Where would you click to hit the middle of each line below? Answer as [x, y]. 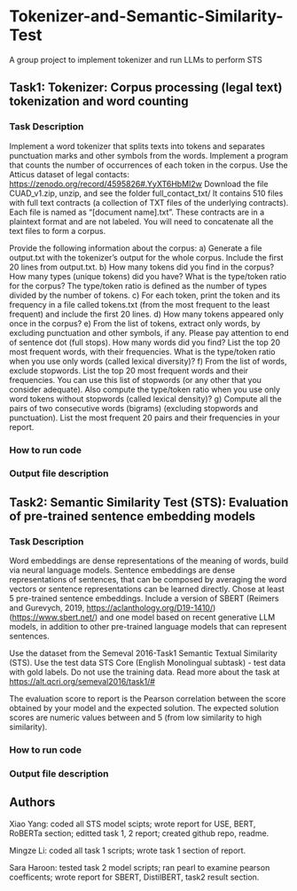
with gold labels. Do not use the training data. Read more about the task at [145, 672]
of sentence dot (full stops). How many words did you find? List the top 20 [145, 342]
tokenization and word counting [99, 102]
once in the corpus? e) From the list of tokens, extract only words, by [135, 323]
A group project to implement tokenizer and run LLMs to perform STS [136, 59]
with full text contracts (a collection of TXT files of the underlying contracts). [149, 202]
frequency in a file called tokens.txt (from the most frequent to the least [140, 304]
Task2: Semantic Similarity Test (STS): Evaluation [149, 502]
